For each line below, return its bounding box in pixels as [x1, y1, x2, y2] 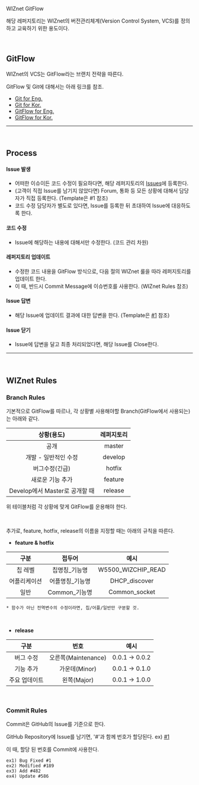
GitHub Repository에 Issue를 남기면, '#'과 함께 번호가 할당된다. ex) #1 [6, 733, 170, 740]
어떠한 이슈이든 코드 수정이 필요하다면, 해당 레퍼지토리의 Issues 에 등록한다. [14, 180, 189, 187]
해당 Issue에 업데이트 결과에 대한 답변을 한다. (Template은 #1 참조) [14, 312, 170, 319]
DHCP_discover [110, 576, 154, 585]
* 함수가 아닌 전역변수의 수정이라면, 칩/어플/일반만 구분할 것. [6, 605, 140, 611]
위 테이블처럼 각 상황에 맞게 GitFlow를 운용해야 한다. [6, 503, 127, 510]
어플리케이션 [9, 577, 43, 585]
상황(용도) [38, 431, 65, 439]
